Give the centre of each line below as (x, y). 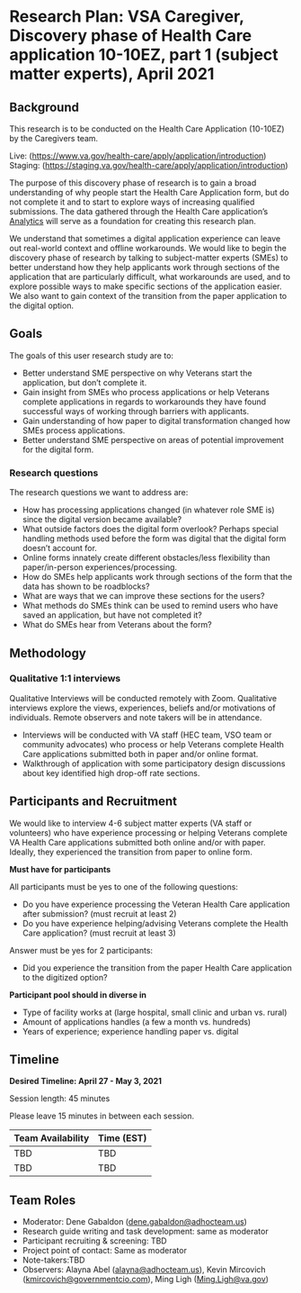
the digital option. (42, 305)
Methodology (48, 653)
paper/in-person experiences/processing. (100, 567)
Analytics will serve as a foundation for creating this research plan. (133, 221)
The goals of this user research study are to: (91, 355)
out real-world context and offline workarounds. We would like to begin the (148, 248)
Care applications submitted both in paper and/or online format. (140, 754)
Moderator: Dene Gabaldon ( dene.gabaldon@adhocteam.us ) (134, 1222)
